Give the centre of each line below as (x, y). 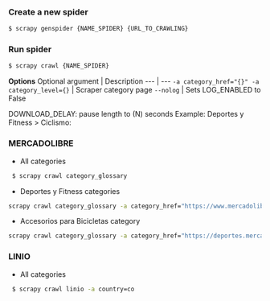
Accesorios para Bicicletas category (80, 221)
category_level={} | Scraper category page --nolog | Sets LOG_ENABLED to (135, 90)
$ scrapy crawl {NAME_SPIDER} (59, 66)
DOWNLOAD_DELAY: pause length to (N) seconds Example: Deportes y (126, 114)
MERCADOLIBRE (41, 143)
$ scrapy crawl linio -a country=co (73, 289)
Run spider (30, 49)
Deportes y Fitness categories (70, 191)
